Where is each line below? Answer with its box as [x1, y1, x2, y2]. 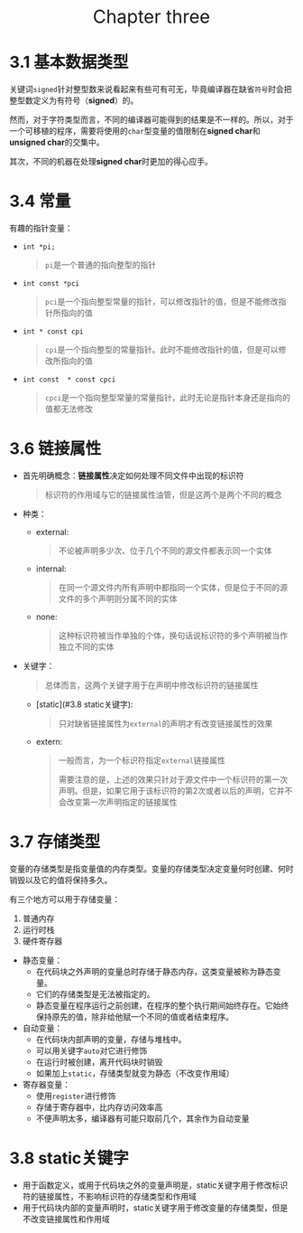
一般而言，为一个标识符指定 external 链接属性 [58, 755, 225, 766]
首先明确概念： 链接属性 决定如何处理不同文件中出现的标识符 [22, 470, 244, 481]
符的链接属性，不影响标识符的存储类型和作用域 [22, 1191, 197, 1201]
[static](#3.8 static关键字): [35, 699, 133, 710]
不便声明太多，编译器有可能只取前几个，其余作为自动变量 [35, 1113, 250, 1124]
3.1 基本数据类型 [9, 52, 129, 72]
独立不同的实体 [58, 641, 115, 652]
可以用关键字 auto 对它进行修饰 [35, 1045, 148, 1056]
